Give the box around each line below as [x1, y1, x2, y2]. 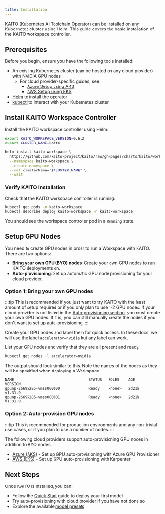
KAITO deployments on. [12, 265, 60, 271]
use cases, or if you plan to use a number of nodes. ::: [5, 427, 114, 432]
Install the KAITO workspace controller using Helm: [5, 126, 109, 133]
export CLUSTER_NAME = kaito [5, 141, 60, 145]
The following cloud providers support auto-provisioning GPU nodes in [5, 436, 148, 442]
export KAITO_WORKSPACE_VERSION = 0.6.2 [5, 136, 84, 141]
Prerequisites [5, 45, 47, 54]
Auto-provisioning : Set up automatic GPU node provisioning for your [12, 271, 153, 277]
